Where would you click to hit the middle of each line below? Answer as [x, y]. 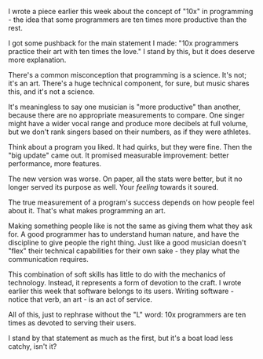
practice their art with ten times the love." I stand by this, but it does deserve [131, 51]
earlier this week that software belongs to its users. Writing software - [121, 291]
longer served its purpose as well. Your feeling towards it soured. [113, 187]
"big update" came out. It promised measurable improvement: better [119, 155]
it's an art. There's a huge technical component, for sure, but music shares [129, 83]
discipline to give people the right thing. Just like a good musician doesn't [127, 243]
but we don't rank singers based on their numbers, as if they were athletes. [130, 132]
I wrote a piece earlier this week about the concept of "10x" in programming [131, 11]
